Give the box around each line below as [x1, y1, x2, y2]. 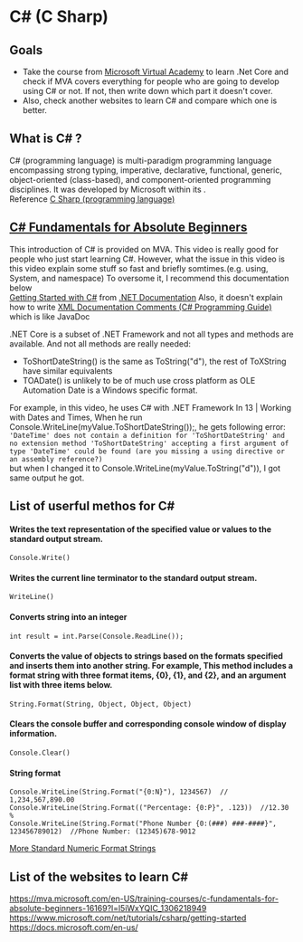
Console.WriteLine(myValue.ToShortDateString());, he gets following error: [9, 421, 287, 432]
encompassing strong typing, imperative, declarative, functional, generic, [9, 165, 282, 176]
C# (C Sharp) [9, 6, 109, 27]
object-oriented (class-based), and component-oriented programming [9, 174, 271, 185]
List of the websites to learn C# [9, 869, 188, 884]
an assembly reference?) [9, 454, 103, 463]
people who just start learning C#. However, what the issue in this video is [9, 253, 285, 264]
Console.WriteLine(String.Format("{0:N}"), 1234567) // [9, 787, 229, 797]
